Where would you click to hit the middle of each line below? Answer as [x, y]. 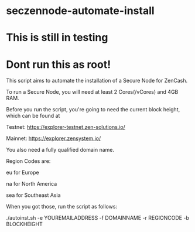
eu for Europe [23, 173]
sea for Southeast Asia [33, 195]
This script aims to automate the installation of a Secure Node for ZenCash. [97, 81]
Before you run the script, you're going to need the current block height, [93, 110]
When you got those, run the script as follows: [62, 207]
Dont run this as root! [59, 64]
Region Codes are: [28, 161]
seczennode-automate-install [80, 11]
